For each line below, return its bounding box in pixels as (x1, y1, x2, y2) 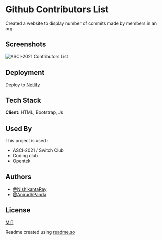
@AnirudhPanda (12, 192, 47, 197)
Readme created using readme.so (5, 229, 75, 235)
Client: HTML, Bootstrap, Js (5, 109, 64, 115)
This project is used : (5, 138, 49, 144)
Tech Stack (5, 96, 41, 104)
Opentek (12, 158, 31, 164)
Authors (5, 172, 32, 181)
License (5, 206, 31, 215)
